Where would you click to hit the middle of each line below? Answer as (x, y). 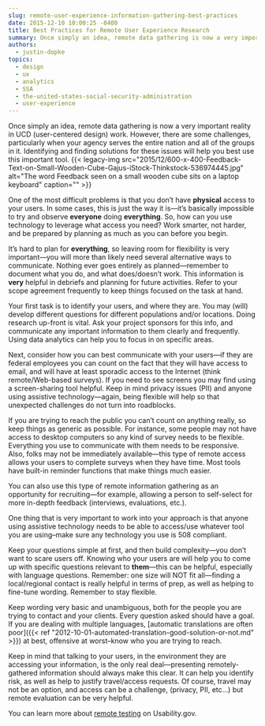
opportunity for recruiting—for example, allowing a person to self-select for (131, 495)
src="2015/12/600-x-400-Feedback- (182, 159)
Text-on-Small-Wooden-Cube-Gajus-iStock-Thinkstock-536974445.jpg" (126, 168)
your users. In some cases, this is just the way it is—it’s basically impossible (131, 208)
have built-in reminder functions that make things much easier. (110, 471)
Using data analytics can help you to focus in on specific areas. (111, 339)
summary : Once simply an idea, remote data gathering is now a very (123, 37)
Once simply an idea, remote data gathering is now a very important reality (129, 126)
